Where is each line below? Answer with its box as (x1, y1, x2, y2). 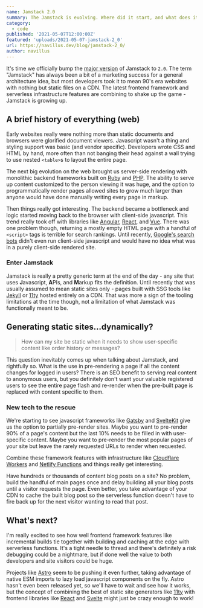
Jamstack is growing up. (6, 97, 68, 104)
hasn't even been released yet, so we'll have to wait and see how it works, (6, 581, 192, 589)
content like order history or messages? (21, 344, 120, 351)
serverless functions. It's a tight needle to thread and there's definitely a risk (6, 544, 196, 551)
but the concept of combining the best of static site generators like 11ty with (6, 588, 195, 595)
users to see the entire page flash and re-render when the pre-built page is (6, 382, 193, 389)
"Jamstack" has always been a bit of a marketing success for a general (6, 71, 183, 78)
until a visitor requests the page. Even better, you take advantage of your (6, 485, 187, 492)
